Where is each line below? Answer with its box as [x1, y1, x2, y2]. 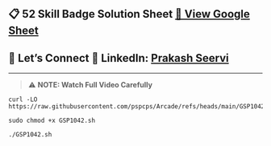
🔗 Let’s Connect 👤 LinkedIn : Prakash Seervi [8, 51, 229, 65]
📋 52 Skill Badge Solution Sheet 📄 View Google [8, 7, 250, 21]
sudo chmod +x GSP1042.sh [8, 116, 95, 125]
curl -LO [8, 95, 38, 103]
